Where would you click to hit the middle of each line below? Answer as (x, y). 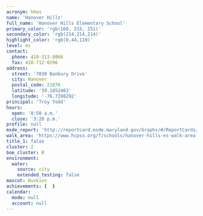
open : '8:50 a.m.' (35, 113)
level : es (19, 46)
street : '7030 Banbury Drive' (50, 74)
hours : (14, 107)
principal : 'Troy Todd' (36, 102)
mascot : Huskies (27, 181)
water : (20, 164)
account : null (29, 203)
